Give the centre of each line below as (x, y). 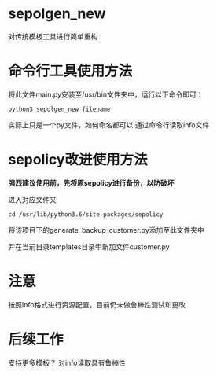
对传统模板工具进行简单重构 (53, 36)
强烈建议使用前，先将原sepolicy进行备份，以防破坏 (91, 182)
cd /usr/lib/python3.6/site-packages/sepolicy (86, 214)
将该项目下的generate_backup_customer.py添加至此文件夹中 (106, 230)
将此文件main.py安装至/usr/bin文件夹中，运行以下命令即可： (106, 94)
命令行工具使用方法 (70, 71)
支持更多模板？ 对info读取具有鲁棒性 (67, 362)
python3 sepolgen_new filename (59, 109)
